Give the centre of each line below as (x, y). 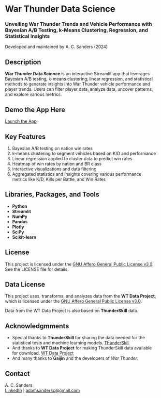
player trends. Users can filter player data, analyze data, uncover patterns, (79, 89)
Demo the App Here (35, 109)
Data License (25, 284)
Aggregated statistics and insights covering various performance (77, 174)
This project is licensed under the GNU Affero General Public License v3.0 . (79, 264)
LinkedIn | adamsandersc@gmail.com (43, 390)
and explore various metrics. (33, 94)
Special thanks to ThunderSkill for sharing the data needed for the (78, 338)
